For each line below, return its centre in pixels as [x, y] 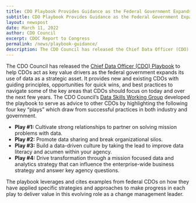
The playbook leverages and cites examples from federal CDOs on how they [98, 181]
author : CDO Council [31, 33]
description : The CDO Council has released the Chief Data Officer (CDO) [98, 50]
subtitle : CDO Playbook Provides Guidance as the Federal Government [92, 17]
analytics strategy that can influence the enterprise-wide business [94, 164]
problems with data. [38, 133]
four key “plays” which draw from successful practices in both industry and [97, 109]
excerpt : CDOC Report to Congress [48, 38]
